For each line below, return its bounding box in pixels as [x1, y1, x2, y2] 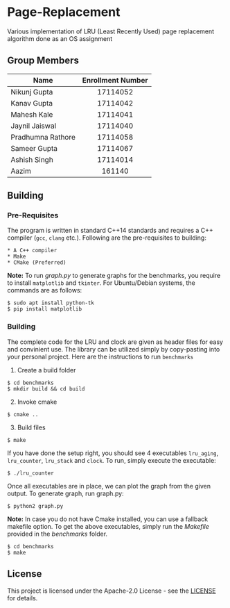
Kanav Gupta [10, 98, 53, 108]
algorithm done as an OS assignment [7, 34, 113, 42]
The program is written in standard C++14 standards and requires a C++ [7, 227, 213, 235]
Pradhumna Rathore [10, 132, 76, 142]
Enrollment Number [82, 75, 148, 85]
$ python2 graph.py [7, 502, 64, 509]
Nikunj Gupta [10, 87, 53, 97]
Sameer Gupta [10, 143, 57, 153]
